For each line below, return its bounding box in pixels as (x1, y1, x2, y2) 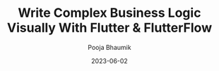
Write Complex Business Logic (18, 5, 201, 21)
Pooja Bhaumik (88, 43, 131, 51)
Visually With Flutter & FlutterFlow (7, 20, 212, 36)
